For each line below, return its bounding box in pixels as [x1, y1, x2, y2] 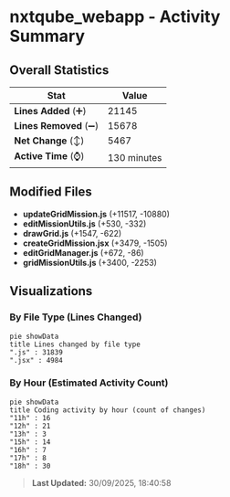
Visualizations [9, 283, 93, 299]
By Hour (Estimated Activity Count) [9, 376, 169, 389]
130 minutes [107, 151, 162, 164]
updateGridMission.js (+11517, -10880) [22, 208, 171, 219]
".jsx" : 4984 [9, 355, 64, 365]
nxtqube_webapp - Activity [9, 6, 221, 27]
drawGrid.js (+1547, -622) [22, 227, 122, 238]
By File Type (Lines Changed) [9, 311, 142, 323]
